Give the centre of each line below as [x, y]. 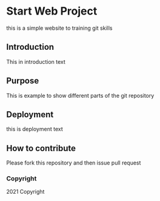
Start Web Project [52, 11]
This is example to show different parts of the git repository [80, 95]
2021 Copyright [25, 192]
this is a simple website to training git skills [59, 28]
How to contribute [41, 148]
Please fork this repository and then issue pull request [74, 163]
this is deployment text [35, 129]
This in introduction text [36, 61]
